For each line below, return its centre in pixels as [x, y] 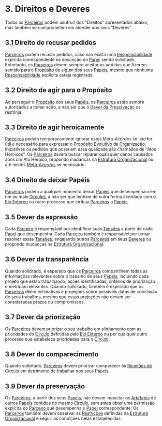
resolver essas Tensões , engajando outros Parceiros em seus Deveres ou [78, 239]
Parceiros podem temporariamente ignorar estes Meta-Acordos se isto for [79, 139]
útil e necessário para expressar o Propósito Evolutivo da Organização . [76, 144]
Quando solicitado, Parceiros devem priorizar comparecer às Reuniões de [79, 366]
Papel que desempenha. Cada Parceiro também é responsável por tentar [78, 234]
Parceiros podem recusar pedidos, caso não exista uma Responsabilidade [79, 54]
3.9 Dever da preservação [45, 386]
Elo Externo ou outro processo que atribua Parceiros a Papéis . [67, 202]
